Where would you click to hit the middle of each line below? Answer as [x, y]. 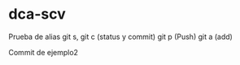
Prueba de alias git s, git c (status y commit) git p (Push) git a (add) [121, 37]
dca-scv [37, 14]
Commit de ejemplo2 [44, 52]
